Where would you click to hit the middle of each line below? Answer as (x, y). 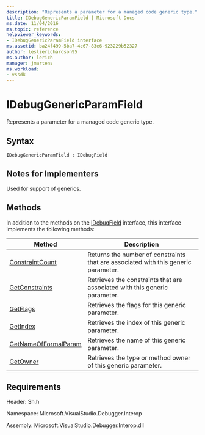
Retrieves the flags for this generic (137, 305)
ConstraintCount (33, 262)
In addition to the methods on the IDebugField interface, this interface (94, 222)
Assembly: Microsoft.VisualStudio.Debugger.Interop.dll (75, 425)
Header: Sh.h (23, 402)
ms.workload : (23, 69)
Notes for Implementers (52, 174)
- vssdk (16, 75)
